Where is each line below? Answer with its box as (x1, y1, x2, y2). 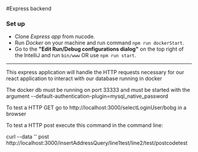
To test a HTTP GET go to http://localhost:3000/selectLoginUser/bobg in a (6, 104, 187, 111)
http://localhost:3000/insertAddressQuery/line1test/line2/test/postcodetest (6, 140, 188, 147)
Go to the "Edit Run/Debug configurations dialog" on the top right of (14, 45, 184, 52)
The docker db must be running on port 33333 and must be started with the (6, 87, 190, 94)
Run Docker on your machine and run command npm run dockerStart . (14, 39, 184, 47)
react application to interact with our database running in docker (6, 75, 162, 82)
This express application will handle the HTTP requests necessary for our (6, 69, 184, 76)
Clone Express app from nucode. (14, 33, 95, 40)
